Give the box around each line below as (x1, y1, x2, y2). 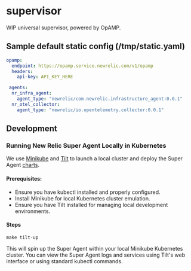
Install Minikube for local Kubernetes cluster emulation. (14, 194, 150, 202)
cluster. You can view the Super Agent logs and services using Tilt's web (6, 251, 186, 258)
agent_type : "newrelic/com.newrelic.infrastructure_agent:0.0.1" (17, 96, 183, 102)
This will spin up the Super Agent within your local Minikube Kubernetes (6, 245, 183, 252)
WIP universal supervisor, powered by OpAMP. (6, 24, 121, 31)
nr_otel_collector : (11, 101, 60, 107)
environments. (14, 208, 51, 215)
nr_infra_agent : (11, 90, 52, 96)
